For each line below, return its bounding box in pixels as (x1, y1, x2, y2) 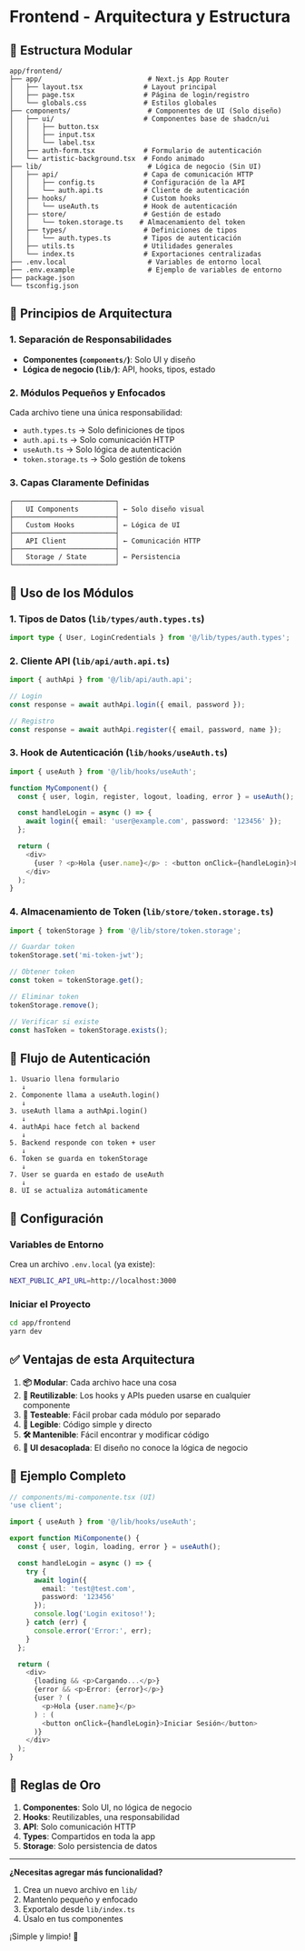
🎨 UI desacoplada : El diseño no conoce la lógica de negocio (22, 1442, 248, 1453)
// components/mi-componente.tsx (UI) (9, 1493, 156, 1502)
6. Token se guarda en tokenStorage (9, 1155, 148, 1164)
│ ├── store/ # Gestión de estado (9, 210, 221, 219)
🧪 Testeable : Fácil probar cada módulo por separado (22, 1409, 221, 1420)
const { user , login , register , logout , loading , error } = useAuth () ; (17, 792, 295, 801)
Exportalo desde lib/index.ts (22, 1903, 136, 1915)
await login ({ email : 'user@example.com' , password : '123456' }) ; (25, 816, 282, 826)
